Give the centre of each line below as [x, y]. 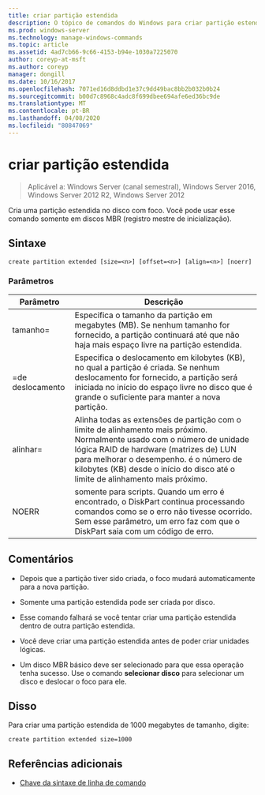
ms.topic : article [38, 45]
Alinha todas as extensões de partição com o [158, 419]
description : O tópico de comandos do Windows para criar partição [121, 23]
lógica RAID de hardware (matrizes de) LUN [155, 449]
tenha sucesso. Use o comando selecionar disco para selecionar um [132, 673]
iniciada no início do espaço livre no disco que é [163, 387]
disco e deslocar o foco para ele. [73, 681]
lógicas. [32, 649]
